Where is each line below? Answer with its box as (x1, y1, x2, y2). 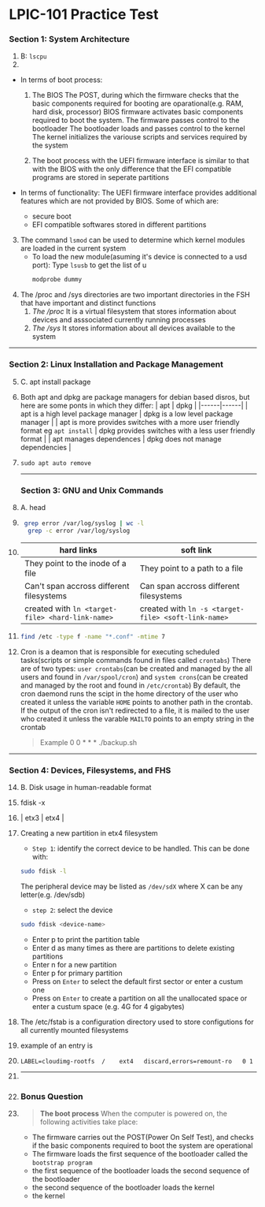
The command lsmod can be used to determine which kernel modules (20, 235, 245, 245)
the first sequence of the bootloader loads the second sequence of (31, 1165, 250, 1175)
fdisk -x (20, 798, 46, 807)
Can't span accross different (24, 580, 130, 591)
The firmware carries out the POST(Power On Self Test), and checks (31, 1132, 254, 1142)
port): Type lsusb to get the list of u (31, 260, 147, 270)
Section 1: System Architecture (9, 34, 131, 45)
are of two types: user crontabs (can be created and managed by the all (20, 664, 252, 673)
